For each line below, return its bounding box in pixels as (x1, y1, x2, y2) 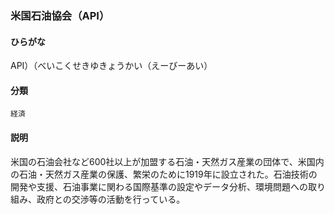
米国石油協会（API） (10, 8, 110, 22)
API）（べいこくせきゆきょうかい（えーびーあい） (10, 60, 213, 72)
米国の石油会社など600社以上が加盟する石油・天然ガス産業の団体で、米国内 (10, 155, 325, 167)
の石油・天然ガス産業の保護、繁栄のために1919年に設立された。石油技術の (10, 168, 318, 180)
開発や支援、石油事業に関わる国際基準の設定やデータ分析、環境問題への (10, 180, 308, 192)
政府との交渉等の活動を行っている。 (36, 193, 186, 205)
